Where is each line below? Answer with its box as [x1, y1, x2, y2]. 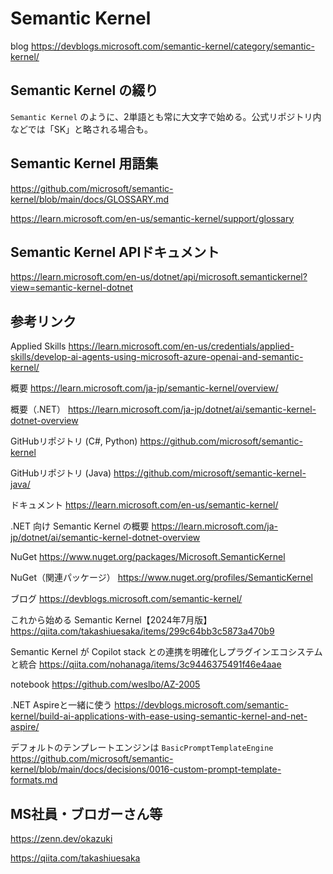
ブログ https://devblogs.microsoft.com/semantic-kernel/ [10, 593, 243, 605]
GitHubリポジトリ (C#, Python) [10, 435, 138, 447]
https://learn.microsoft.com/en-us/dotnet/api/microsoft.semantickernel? [10, 271, 308, 283]
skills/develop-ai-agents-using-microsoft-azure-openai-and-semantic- [10, 351, 304, 363]
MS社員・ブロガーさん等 [10, 805, 163, 822]
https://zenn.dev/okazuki [10, 833, 113, 844]
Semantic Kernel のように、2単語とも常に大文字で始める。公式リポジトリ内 [10, 110, 322, 122]
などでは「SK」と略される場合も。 [10, 123, 154, 135]
